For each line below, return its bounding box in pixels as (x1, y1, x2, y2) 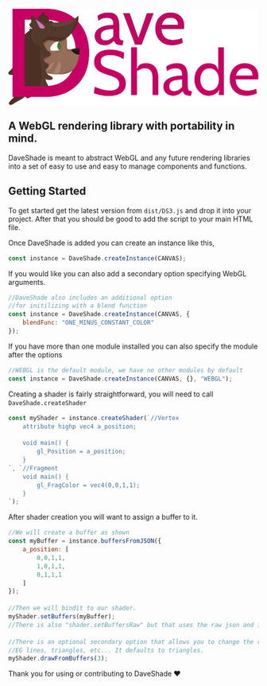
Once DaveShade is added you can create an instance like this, (8, 238, 215, 248)
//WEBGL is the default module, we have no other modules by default (8, 366, 244, 374)
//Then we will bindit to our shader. (8, 604, 137, 613)
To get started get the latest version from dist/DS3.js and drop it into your (8, 205, 252, 215)
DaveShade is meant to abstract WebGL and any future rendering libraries (8, 153, 250, 162)
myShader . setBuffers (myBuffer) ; (8, 613, 115, 621)
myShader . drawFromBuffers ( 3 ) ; (8, 654, 109, 663)
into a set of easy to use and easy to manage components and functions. (8, 161, 247, 171)
